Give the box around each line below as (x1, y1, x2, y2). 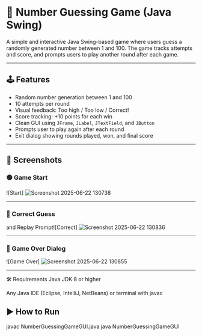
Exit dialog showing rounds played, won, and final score (14, 132, 153, 139)
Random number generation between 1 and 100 (14, 93, 132, 101)
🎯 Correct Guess (6, 210, 55, 218)
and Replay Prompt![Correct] (6, 224, 78, 231)
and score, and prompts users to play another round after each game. (6, 50, 179, 58)
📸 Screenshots (6, 155, 63, 165)
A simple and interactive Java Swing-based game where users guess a (6, 38, 182, 45)
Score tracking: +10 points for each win (14, 112, 112, 120)
